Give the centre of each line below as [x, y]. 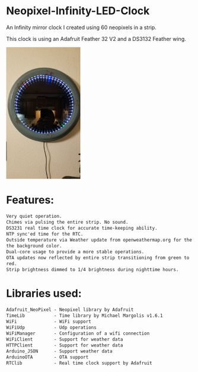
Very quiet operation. [34, 217]
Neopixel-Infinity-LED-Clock [78, 11]
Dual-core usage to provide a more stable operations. [75, 252]
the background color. [34, 246]
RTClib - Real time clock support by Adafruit [79, 363]
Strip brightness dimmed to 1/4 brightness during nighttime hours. [92, 270]
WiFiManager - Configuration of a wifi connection [78, 333]
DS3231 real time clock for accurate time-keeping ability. [82, 228]
